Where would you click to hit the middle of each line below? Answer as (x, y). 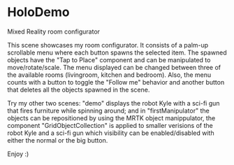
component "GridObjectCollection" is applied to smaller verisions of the (110, 125)
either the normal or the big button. (58, 140)
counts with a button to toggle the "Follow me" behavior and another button (116, 82)
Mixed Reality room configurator (53, 31)
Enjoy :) (18, 154)
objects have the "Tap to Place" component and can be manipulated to (109, 59)
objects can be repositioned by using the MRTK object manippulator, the (111, 118)
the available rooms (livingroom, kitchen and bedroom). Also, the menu (109, 75)
